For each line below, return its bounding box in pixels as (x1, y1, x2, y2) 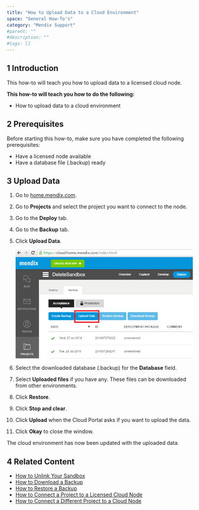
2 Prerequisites (6, 119, 64, 130)
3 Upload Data (6, 176, 60, 186)
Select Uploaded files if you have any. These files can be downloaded (15, 376, 187, 383)
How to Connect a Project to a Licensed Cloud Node (15, 491, 143, 498)
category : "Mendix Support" (6, 22, 76, 28)
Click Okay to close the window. (15, 428, 94, 435)
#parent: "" (6, 28, 36, 34)
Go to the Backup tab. (15, 226, 70, 233)
